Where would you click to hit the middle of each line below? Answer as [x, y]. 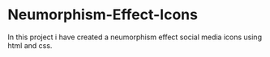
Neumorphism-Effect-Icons [103, 15]
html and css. [30, 45]
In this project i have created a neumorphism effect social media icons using [135, 37]
